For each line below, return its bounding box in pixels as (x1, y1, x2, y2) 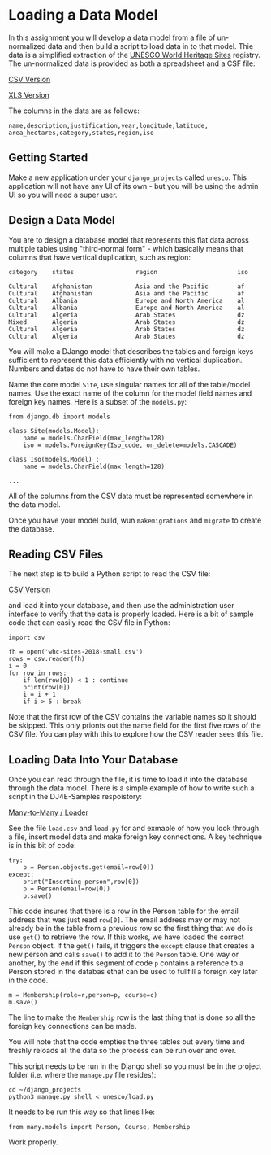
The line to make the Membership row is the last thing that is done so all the (8, 1013, 256, 1022)
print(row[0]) (23, 684, 71, 692)
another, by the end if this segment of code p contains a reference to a (8, 958, 244, 968)
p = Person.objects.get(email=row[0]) (23, 864, 154, 872)
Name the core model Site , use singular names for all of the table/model (8, 379, 251, 389)
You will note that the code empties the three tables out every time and (8, 1037, 245, 1047)
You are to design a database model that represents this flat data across (8, 234, 249, 245)
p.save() (23, 892, 53, 900)
